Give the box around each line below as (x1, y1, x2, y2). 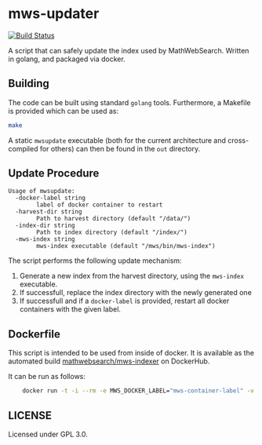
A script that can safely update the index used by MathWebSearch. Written (8, 46, 249, 55)
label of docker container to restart (36, 201, 163, 209)
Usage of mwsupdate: (8, 188, 76, 195)
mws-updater (8, 5, 100, 23)
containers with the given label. (19, 305, 122, 314)
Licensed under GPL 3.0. (8, 429, 89, 439)
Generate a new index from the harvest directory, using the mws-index (19, 272, 245, 281)
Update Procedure (8, 166, 100, 181)
